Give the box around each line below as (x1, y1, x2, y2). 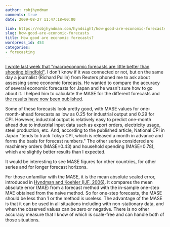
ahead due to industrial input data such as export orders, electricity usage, (5, 122, 161, 128)
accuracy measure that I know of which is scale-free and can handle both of (5, 211, 164, 217)
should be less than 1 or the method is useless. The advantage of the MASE (5, 195, 163, 201)
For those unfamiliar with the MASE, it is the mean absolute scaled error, (5, 173, 156, 180)
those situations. (5, 216, 40, 223)
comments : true (5, 12, 37, 17)
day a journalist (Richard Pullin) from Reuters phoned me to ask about (5, 74, 150, 80)
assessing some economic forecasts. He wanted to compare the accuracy (5, 80, 160, 86)
